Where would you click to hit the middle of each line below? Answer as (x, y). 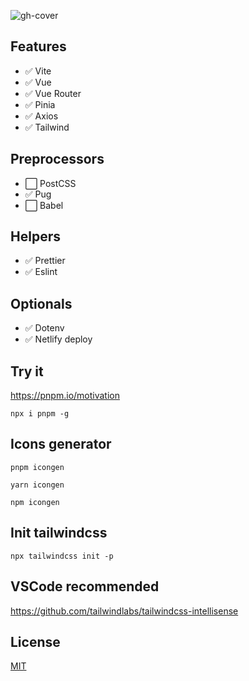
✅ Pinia (40, 104)
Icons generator (61, 444)
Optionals (41, 303)
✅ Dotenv (44, 328)
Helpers (35, 236)
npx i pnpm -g (40, 414)
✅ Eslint (41, 272)
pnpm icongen (37, 467)
